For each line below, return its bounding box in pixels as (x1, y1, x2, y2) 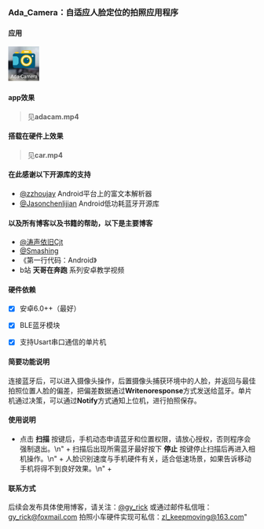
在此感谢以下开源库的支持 (8, 170, 91, 179)
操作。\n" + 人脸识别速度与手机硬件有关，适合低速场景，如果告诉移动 (26, 453, 251, 463)
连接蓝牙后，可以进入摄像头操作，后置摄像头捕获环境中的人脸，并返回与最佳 (8, 376, 256, 386)
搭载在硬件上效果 (8, 132, 64, 141)
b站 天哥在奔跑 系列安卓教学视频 (19, 266, 125, 275)
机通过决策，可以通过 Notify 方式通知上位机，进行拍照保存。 (8, 396, 202, 405)
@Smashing (19, 246, 59, 255)
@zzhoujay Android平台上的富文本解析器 (19, 188, 152, 198)
